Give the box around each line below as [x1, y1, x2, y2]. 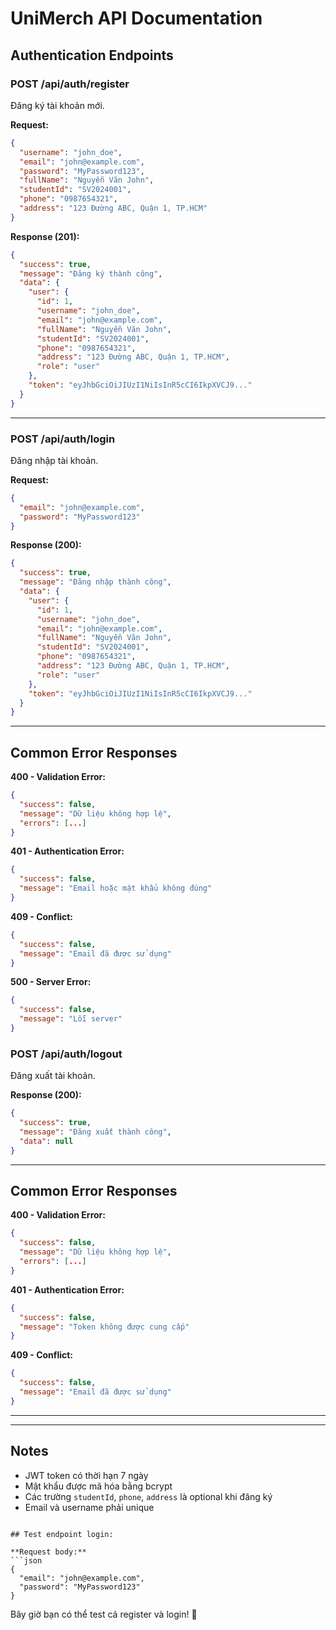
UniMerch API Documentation [10, 7, 263, 30]
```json [10, 1555, 43, 1566]
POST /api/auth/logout [10, 1047, 123, 1061]
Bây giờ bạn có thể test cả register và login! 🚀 [10, 1608, 198, 1620]
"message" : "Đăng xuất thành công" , [19, 1127, 172, 1137]
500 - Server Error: [10, 976, 92, 988]
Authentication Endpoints [10, 47, 174, 64]
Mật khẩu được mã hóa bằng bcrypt [24, 1480, 173, 1492]
